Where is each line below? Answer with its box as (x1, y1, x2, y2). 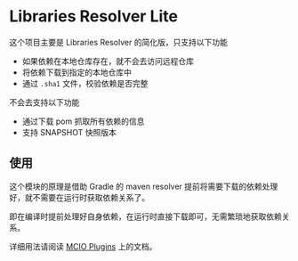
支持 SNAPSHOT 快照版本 (21, 126, 117, 137)
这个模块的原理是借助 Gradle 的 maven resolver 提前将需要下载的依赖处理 (9, 181, 278, 192)
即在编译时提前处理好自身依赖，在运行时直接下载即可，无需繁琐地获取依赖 (9, 211, 282, 222)
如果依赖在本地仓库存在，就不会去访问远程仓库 (21, 55, 194, 66)
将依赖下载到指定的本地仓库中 (21, 67, 132, 77)
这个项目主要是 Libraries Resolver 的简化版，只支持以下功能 (9, 37, 229, 47)
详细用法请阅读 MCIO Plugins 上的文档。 (9, 241, 157, 251)
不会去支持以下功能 (9, 96, 80, 108)
